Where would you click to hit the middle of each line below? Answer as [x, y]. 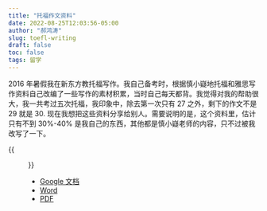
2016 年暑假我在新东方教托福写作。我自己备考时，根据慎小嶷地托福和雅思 [128, 84]
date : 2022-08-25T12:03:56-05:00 [64, 23]
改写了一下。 [29, 133]
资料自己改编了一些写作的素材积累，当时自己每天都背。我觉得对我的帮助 [133, 93]
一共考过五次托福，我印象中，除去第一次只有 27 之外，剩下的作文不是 [143, 104]
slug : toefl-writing [43, 38]
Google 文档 [60, 181]
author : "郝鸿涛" [35, 30]
